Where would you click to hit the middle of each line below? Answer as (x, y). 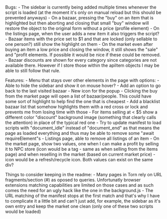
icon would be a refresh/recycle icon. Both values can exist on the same (79, 160)
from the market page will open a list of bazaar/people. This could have (78, 96)
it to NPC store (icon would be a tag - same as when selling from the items (82, 149)
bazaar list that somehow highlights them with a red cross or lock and (77, 107)
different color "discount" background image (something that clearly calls (81, 117)
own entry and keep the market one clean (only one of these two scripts (79, 206)
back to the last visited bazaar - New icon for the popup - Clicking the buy (82, 91)
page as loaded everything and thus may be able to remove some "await (80, 133)
